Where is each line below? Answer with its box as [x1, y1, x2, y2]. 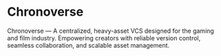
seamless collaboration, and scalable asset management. [7, 41, 170, 49]
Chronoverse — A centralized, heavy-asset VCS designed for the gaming [7, 27, 215, 35]
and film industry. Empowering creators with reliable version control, [7, 33, 201, 42]
